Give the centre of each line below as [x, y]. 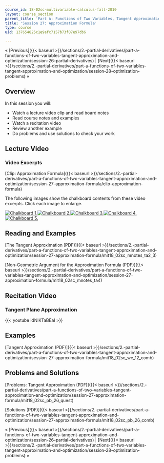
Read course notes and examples [46, 118]
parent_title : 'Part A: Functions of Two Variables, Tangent [69, 19]
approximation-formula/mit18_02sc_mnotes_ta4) [54, 280]
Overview [20, 91]
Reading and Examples [41, 233]
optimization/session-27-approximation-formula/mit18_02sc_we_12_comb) [80, 357]
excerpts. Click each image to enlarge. [44, 203]
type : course [18, 28]
